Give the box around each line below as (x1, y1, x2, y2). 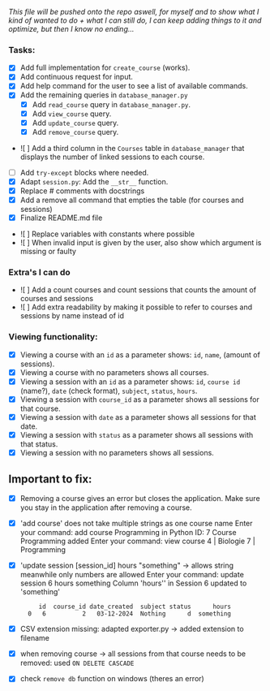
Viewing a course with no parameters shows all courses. (19, 367, 209, 377)
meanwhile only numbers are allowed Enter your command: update (19, 570, 245, 580)
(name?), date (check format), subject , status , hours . (19, 386, 198, 395)
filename (19, 633, 50, 643)
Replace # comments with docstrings (19, 186, 145, 196)
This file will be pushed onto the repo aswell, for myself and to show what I (8, 7, 259, 16)
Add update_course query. (32, 118, 119, 127)
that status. (19, 439, 58, 449)
